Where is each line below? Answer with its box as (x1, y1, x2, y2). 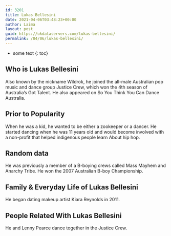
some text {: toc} (12, 50, 49, 56)
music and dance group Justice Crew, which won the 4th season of (5, 84, 147, 90)
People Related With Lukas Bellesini (5, 211, 122, 220)
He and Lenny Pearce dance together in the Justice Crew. (5, 225, 127, 231)
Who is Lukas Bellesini (5, 65, 78, 74)
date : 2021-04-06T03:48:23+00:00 (5, 17, 77, 22)
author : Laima (5, 22, 36, 27)
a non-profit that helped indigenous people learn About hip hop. (5, 134, 140, 140)
